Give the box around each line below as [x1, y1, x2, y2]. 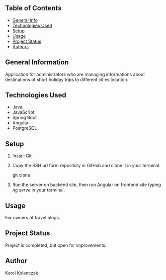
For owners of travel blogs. [5, 215, 61, 221]
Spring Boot [12, 114, 37, 121]
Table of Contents [5, 4, 62, 12]
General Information [5, 58, 69, 67]
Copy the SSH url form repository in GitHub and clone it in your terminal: [12, 163, 161, 169]
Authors [12, 43, 29, 49]
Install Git [12, 153, 32, 159]
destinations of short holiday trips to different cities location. [5, 77, 129, 83]
